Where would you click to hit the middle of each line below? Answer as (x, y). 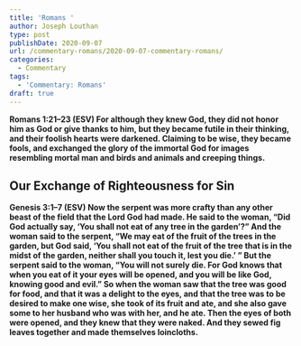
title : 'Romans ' (42, 18)
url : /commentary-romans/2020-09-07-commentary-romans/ (116, 51)
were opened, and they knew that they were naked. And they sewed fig (145, 323)
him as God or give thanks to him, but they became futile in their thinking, (150, 128)
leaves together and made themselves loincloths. (104, 332)
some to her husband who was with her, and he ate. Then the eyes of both (150, 313)
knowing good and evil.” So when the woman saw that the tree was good (148, 285)
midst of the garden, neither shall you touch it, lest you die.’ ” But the (141, 256)
